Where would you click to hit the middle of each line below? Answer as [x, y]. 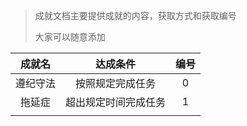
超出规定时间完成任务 [116, 102]
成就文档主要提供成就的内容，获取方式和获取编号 [135, 15]
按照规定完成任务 [116, 83]
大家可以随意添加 [70, 37]
